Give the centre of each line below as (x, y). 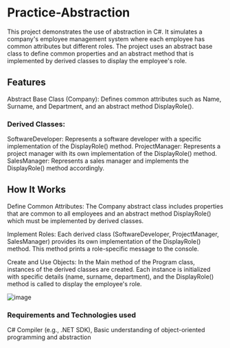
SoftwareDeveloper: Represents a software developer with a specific (104, 139)
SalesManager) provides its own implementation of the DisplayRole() (104, 241)
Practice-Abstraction (69, 13)
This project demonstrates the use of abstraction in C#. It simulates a (105, 32)
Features (26, 83)
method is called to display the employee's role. (74, 283)
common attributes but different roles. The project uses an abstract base (110, 46)
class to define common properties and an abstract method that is (101, 54)
